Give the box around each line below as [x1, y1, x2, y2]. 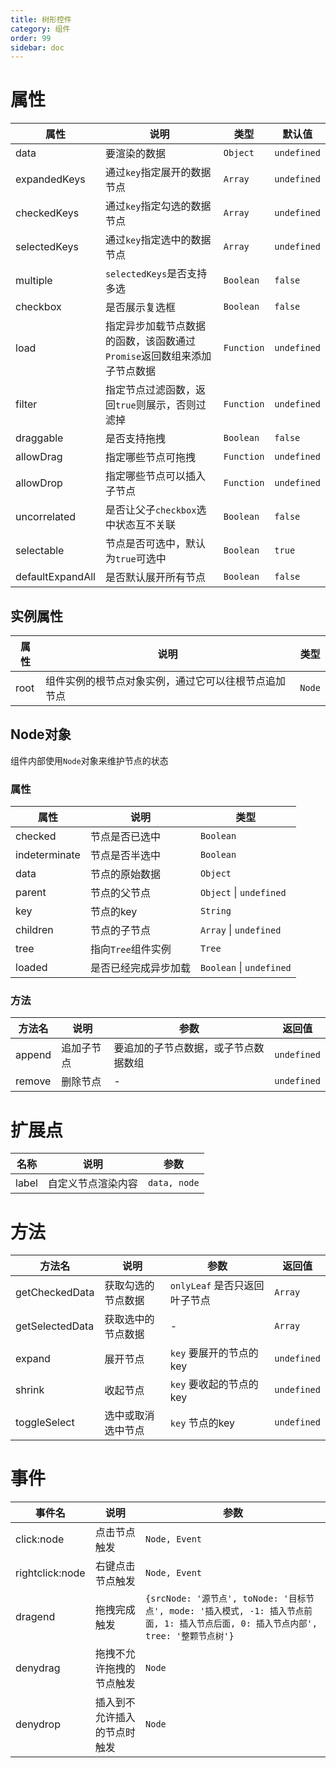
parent [15, 886, 47, 900]
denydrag [15, 1661, 61, 1675]
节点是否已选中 [89, 830, 161, 844]
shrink [15, 1383, 45, 1397]
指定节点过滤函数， [104, 383, 196, 397]
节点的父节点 [89, 886, 151, 900]
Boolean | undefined [199, 961, 292, 975]
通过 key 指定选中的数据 [104, 233, 212, 247]
